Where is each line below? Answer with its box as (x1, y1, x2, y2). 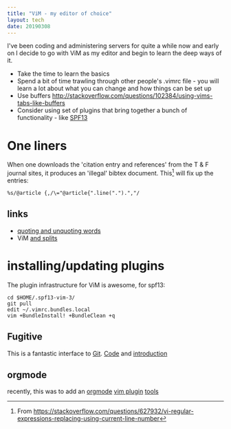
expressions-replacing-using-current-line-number (16, 415, 160, 423)
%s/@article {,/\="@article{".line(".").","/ (7, 189, 140, 196)
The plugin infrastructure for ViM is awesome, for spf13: (7, 280, 166, 289)
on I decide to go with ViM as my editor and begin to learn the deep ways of (7, 49, 222, 57)
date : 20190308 (7, 23, 51, 30)
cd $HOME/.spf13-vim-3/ (7, 294, 76, 301)
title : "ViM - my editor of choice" (7, 10, 112, 17)
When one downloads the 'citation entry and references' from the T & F (7, 160, 209, 169)
